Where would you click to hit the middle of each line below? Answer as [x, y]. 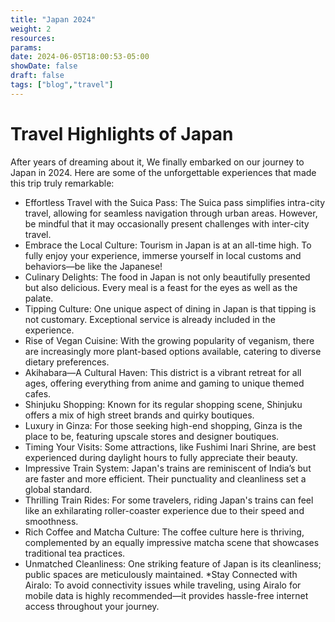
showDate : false [44, 66]
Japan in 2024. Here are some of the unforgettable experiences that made [163, 172]
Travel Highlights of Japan [122, 133]
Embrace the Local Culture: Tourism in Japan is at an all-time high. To [168, 245]
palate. [39, 298]
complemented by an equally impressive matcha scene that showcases [172, 542]
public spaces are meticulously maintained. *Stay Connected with [161, 574]
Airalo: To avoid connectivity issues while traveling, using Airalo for [163, 585]
